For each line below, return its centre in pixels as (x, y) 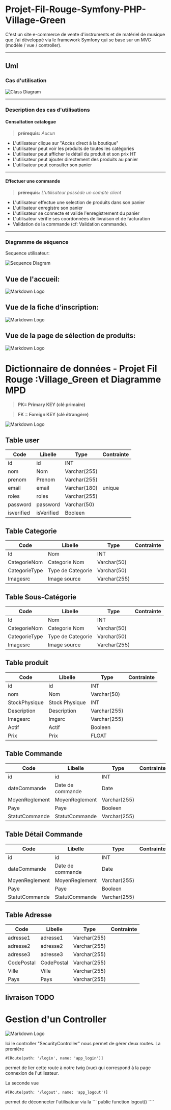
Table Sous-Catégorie (41, 597)
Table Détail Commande (44, 834)
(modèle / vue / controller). (34, 45)
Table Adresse (29, 915)
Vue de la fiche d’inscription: (52, 307)
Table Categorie (31, 531)
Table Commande (34, 754)
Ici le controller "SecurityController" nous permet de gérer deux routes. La (83, 1043)
